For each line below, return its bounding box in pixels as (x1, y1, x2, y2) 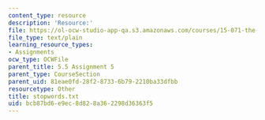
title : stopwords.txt (8, 92, 80, 100)
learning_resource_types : (8, 41, 93, 49)
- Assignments (8, 48, 55, 56)
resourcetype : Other (8, 84, 77, 93)
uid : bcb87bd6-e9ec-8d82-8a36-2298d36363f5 (8, 99, 154, 107)
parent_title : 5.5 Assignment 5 (8, 63, 114, 71)
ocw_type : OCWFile (8, 56, 69, 64)
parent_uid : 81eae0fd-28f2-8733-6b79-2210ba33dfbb (8, 77, 178, 85)
